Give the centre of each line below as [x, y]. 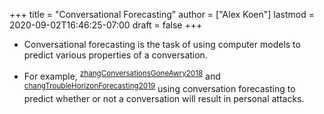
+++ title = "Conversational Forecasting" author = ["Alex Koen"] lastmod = [162, 14]
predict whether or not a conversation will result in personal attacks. [164, 99]
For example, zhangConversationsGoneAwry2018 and [122, 75]
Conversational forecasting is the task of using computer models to [162, 44]
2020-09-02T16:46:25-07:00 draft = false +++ [106, 25]
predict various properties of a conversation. [115, 55]
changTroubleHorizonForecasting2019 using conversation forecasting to [159, 87]
